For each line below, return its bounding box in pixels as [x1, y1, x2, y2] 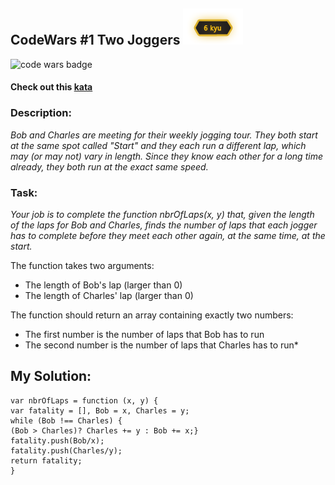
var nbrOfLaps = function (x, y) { [10, 395, 159, 406]
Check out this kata [10, 81, 93, 93]
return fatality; [10, 455, 83, 466]
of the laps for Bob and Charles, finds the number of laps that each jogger [10, 219, 318, 231]
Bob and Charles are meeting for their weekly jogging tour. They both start [10, 129, 318, 141]
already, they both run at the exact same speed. [10, 160, 209, 173]
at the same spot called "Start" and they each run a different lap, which [10, 139, 307, 151]
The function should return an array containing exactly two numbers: [10, 309, 294, 321]
